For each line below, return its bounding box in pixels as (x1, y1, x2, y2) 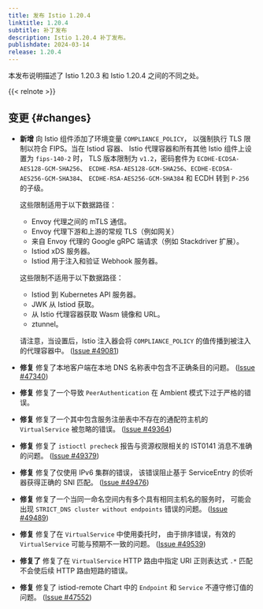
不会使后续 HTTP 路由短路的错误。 (19, 566, 132, 575)
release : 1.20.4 (8, 48, 61, 56)
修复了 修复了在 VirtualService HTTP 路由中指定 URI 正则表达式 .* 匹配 (19, 555, 254, 565)
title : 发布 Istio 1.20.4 (8, 11, 91, 20)
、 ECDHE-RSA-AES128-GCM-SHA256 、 (80, 163, 191, 173)
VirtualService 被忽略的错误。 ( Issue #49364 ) (19, 424, 172, 434)
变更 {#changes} (8, 111, 92, 125)
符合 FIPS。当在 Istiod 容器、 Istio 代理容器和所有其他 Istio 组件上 (33, 144, 246, 153)
